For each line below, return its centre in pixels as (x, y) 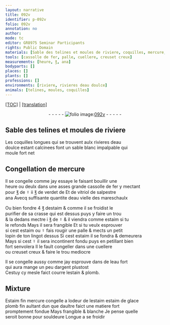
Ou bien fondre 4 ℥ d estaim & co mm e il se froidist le (59, 208)
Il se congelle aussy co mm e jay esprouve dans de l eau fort (67, 262)
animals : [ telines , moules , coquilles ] (47, 90)
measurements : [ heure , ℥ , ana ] (38, 62)
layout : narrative (25, 10)
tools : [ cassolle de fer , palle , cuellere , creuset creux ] (69, 57)
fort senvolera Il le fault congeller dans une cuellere (59, 247)
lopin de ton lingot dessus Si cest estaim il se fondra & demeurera (74, 236)
